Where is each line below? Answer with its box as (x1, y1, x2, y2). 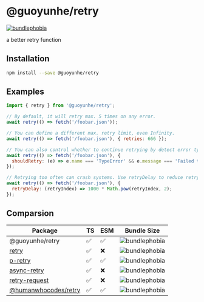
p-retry (9, 256, 31, 264)
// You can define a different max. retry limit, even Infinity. (6, 130, 175, 136)
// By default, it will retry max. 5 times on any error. (6, 113, 156, 119)
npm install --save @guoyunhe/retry (6, 70, 99, 76)
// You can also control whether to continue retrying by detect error (6, 147, 191, 153)
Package (32, 226, 58, 235)
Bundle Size (124, 226, 160, 235)
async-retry (9, 266, 44, 274)
